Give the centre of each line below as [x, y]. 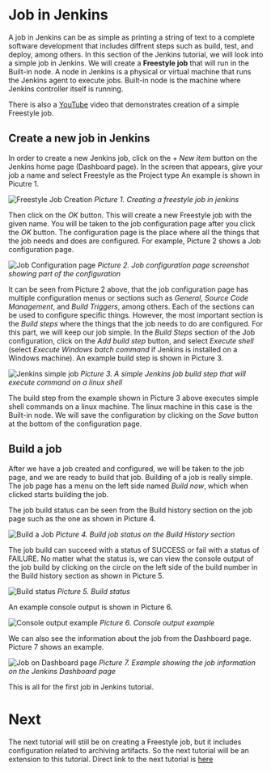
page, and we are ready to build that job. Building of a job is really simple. [131, 477]
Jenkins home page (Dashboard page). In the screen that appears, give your [136, 166]
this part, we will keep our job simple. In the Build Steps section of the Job [132, 332]
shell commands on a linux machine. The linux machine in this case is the [130, 407]
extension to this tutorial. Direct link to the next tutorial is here [111, 759]
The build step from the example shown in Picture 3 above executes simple [133, 398]
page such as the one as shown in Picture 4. [82, 518]
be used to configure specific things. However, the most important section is [136, 315]
